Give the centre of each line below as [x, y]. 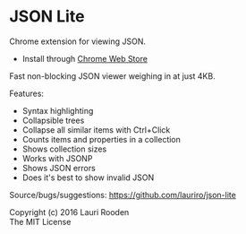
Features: [27, 93]
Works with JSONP [57, 158]
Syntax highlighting [58, 110]
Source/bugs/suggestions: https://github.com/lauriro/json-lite [123, 195]
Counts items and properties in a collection [102, 139]
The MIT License [40, 221]
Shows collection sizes [64, 149]
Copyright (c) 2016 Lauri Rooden [69, 212]
